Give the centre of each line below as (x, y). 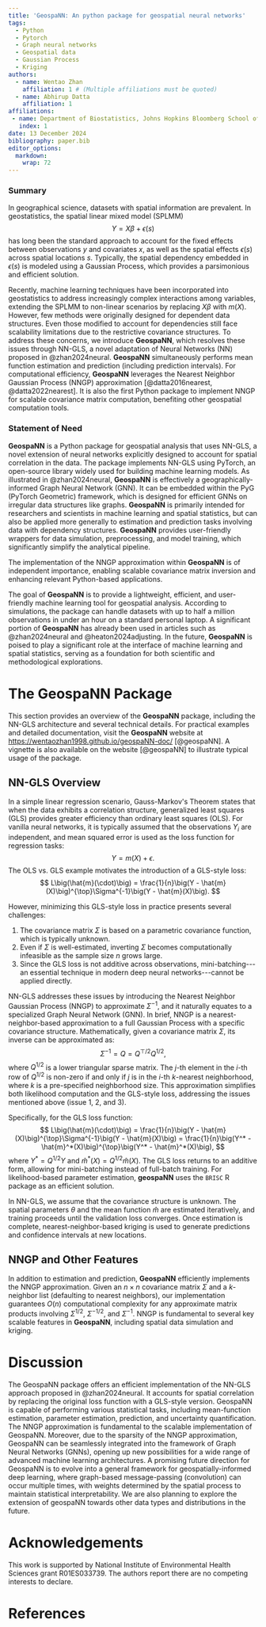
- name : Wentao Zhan (49, 82)
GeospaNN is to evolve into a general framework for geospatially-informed (130, 1469)
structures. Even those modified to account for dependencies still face (123, 324)
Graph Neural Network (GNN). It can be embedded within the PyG (147, 487)
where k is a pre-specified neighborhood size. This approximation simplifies (132, 1085)
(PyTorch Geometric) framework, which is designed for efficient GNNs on (128, 496)
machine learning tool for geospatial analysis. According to (131, 602)
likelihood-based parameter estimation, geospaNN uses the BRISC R (119, 1177)
